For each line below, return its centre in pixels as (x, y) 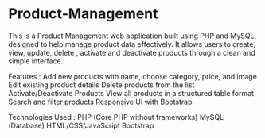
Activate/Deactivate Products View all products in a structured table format (131, 93)
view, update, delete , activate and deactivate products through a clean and (132, 52)
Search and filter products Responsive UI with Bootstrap (100, 102)
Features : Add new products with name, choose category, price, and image (132, 76)
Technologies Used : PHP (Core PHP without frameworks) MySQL (116, 117)
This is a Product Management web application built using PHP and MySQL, (132, 36)
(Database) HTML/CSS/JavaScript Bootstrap (81, 125)
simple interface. (36, 61)
